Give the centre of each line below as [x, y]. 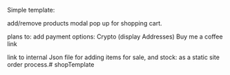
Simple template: [31, 10]
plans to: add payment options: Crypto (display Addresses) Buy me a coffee [115, 36]
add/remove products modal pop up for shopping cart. [85, 23]
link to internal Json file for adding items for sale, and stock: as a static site [113, 57]
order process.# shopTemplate [51, 64]
